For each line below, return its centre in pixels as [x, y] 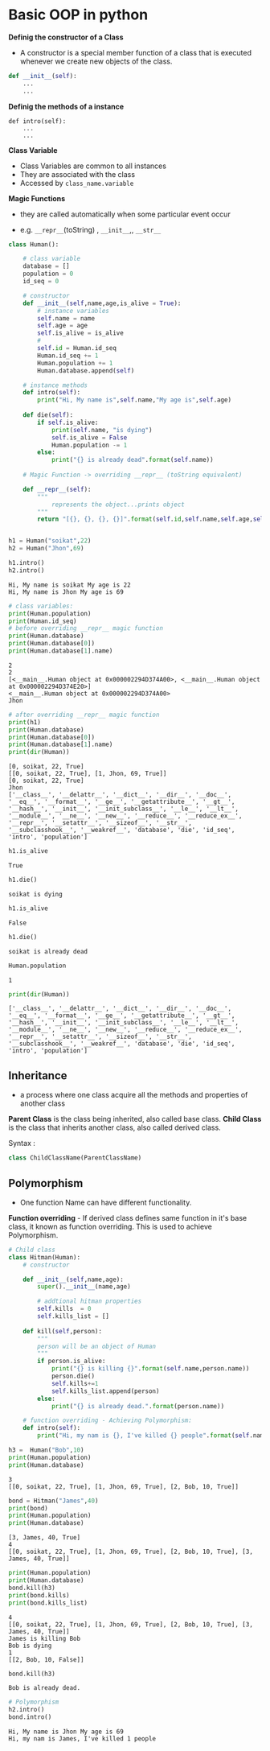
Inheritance [38, 1075]
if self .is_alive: [68, 422]
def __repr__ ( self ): [57, 489]
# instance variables [74, 311]
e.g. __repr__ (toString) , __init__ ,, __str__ [90, 229]
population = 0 [48, 274]
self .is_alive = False [89, 437]
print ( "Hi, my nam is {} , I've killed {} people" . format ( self [143, 1436]
